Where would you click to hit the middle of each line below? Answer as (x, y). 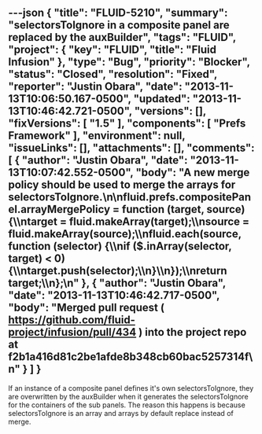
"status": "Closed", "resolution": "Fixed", (113, 74)
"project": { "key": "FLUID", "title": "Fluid (112, 50)
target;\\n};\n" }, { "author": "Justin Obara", (117, 283)
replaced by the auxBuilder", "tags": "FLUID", (122, 37)
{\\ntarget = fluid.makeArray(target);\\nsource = (129, 222)
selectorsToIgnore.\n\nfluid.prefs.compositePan (130, 197)
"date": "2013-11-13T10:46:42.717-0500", (114, 295)
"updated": (162, 99)
